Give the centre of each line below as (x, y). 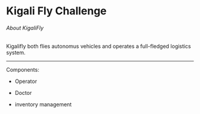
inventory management (43, 104)
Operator (26, 81)
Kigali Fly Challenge (57, 11)
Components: (23, 70)
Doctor (23, 93)
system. (16, 53)
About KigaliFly (25, 27)
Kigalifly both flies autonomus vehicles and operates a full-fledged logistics (99, 47)
